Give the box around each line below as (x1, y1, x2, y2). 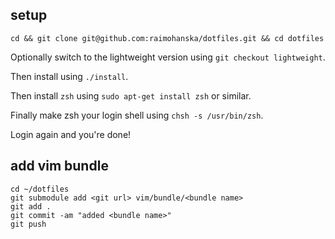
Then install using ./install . (10, 70, 129, 82)
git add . (10, 201, 52, 212)
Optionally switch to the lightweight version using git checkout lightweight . (10, 51, 326, 63)
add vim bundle (10, 158, 109, 175)
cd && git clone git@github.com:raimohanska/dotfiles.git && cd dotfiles (10, 33, 325, 43)
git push (10, 219, 47, 229)
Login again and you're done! (10, 128, 132, 140)
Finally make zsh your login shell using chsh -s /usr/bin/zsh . (10, 109, 264, 121)
